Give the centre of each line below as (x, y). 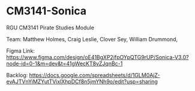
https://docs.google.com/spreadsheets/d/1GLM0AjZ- (94, 75)
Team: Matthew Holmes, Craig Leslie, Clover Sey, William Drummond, (92, 39)
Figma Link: (20, 51)
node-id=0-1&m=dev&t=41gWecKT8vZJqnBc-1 (64, 63)
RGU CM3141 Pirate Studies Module (50, 28)
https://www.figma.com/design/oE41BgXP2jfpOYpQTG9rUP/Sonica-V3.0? (97, 57)
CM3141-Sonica (46, 11)
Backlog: (17, 75)
